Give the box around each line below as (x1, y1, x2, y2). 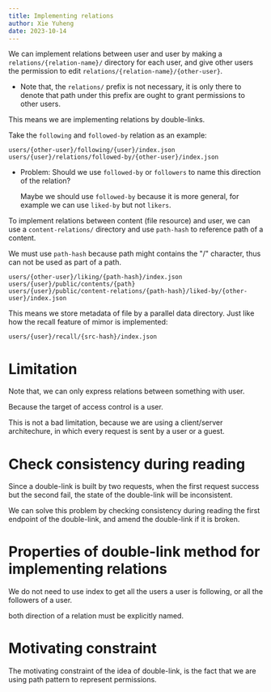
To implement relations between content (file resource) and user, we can (8, 216, 251, 226)
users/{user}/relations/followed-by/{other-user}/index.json (8, 153, 219, 162)
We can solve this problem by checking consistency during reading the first (8, 506, 260, 516)
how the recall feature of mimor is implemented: (8, 317, 168, 327)
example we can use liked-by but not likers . (19, 200, 171, 210)
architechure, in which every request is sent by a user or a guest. (8, 427, 225, 436)
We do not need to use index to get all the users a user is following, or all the (8, 587, 264, 596)
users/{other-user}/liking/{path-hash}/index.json (8, 273, 183, 282)
